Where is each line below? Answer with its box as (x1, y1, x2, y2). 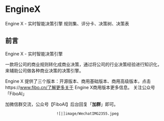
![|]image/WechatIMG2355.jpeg (56, 111, 119, 116)
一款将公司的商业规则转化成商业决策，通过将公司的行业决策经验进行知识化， (5, 61, 162, 67)
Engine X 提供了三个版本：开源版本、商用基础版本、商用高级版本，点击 (5, 78, 151, 84)
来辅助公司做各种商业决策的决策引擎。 (5, 67, 83, 73)
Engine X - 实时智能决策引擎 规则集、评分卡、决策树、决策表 (5, 20, 129, 26)
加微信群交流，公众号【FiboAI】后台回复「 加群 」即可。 (5, 101, 118, 107)
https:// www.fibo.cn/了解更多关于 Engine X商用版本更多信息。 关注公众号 (5, 84, 156, 90)
